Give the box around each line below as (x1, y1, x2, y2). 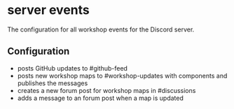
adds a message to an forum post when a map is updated (17, 94, 184, 102)
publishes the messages (17, 79, 88, 87)
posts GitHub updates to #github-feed (17, 64, 128, 72)
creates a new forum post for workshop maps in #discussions (17, 86, 196, 94)
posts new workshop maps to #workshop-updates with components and (17, 71, 228, 80)
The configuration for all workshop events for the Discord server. (7, 25, 195, 34)
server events (7, 2, 90, 18)
